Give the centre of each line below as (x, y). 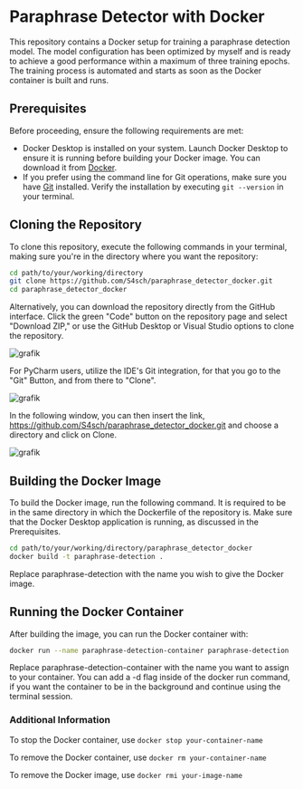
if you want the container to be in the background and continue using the (145, 687)
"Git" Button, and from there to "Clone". (83, 380)
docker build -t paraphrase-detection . (87, 556)
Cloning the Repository (76, 225)
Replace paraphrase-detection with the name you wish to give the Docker (147, 573)
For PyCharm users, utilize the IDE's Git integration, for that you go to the (145, 371)
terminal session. (41, 697)
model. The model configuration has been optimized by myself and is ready (150, 51)
